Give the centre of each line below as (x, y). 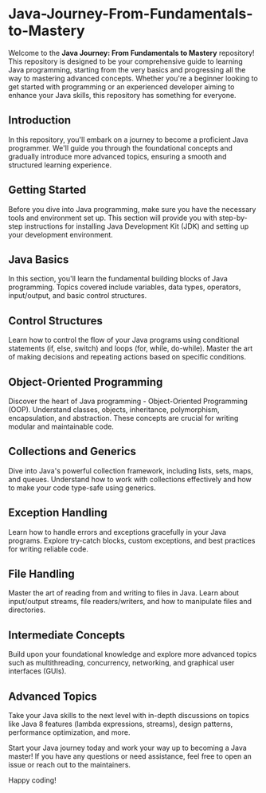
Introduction (40, 120)
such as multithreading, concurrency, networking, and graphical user (121, 663)
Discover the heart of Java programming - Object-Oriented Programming (128, 401)
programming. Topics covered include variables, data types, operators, (125, 287)
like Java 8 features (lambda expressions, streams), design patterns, (121, 724)
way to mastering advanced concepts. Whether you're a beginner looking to (133, 78)
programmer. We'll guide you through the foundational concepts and (121, 147)
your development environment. (61, 234)
